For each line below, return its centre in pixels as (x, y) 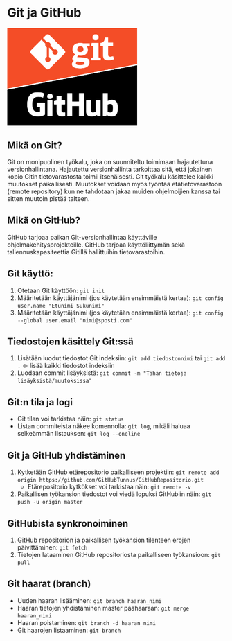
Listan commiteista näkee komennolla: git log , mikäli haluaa (104, 426)
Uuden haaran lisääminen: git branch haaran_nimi (89, 600)
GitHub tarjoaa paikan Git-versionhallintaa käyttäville (82, 237)
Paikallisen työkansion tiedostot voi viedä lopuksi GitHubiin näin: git (114, 494)
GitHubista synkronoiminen (68, 524)
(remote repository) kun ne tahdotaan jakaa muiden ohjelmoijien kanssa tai (114, 191)
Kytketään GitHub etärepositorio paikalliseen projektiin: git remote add (118, 472)
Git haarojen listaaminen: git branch (69, 630)
